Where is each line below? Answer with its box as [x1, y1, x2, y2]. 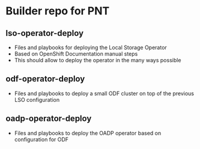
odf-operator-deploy [5, 74, 85, 84]
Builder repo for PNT [5, 4, 110, 18]
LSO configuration [14, 96, 60, 103]
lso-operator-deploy [5, 28, 84, 38]
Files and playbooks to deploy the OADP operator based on [14, 129, 162, 136]
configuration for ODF [14, 136, 69, 143]
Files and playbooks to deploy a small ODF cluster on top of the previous [14, 90, 195, 97]
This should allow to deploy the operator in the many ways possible [14, 57, 181, 63]
